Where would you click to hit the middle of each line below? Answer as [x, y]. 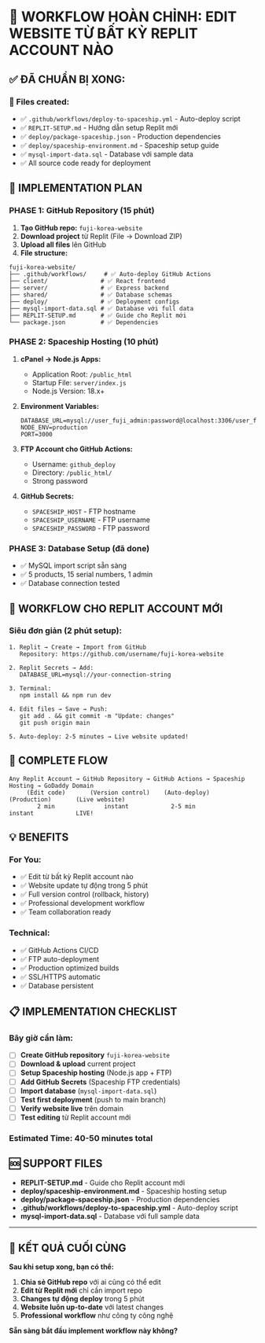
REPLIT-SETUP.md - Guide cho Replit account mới [103, 1183]
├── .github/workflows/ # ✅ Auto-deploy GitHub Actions [110, 274]
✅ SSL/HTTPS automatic [60, 977]
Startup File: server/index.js [79, 382]
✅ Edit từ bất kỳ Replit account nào [77, 877]
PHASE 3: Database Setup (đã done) [79, 548]
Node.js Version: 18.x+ [68, 391]
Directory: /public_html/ [72, 473]
